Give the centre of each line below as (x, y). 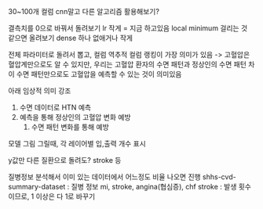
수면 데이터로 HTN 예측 (55, 107)
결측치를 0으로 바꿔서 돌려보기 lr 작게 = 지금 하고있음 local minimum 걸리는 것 (128, 28)
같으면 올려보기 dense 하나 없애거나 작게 (71, 38)
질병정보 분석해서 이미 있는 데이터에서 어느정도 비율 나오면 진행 (105, 177)
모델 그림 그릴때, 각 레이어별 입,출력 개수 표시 (77, 144)
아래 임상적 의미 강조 (40, 91)
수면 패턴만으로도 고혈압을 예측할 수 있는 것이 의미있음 (99, 74)
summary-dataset (37, 187)
